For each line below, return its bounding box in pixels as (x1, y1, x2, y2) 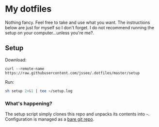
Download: (5, 57, 27, 63)
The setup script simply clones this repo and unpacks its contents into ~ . (5, 111, 150, 117)
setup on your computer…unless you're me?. (5, 30, 95, 36)
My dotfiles (5, 3, 52, 15)
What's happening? (5, 100, 52, 107)
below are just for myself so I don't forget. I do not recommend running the (5, 24, 154, 30)
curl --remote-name (5, 66, 45, 71)
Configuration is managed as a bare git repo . (5, 116, 95, 122)
